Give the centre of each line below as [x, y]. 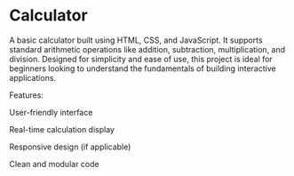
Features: [27, 95]
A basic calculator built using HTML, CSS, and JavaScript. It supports [136, 40]
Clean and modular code [54, 164]
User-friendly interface [51, 112]
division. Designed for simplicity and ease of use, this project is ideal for [141, 59]
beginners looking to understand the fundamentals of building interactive [143, 68]
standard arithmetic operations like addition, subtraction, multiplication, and [147, 49]
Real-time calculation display [62, 129]
